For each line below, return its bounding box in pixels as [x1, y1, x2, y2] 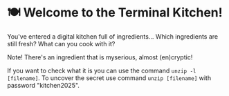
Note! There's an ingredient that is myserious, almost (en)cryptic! [7, 52, 193, 61]
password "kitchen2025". [7, 81, 80, 89]
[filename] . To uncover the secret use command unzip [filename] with [7, 73, 212, 82]
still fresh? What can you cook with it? [7, 39, 116, 48]
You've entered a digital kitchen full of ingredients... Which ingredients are [7, 32, 219, 41]
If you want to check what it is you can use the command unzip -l [7, 66, 196, 75]
